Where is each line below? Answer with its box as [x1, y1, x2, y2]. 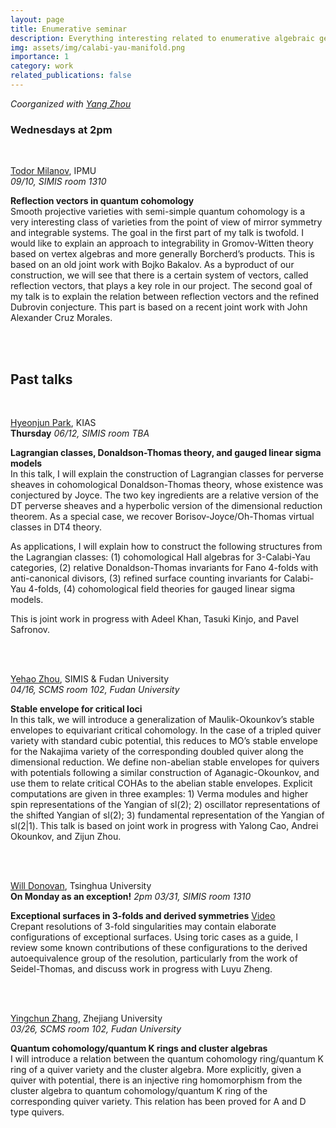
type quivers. [10, 1106, 65, 1118]
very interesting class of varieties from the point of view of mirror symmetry [10, 216, 323, 228]
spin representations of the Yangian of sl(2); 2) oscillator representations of [10, 798, 321, 810]
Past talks [10, 371, 73, 388]
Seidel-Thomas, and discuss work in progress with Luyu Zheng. [10, 962, 273, 975]
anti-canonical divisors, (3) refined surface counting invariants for [10, 572, 282, 584]
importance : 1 [10, 52, 70, 62]
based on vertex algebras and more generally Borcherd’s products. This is [10, 248, 315, 260]
